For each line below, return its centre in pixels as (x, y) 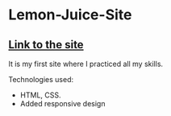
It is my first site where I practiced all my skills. (86, 64)
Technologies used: (41, 79)
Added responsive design (63, 104)
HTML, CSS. (40, 95)
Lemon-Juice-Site (70, 15)
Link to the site (46, 45)
